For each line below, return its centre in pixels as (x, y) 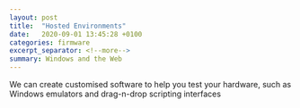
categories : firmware (50, 42)
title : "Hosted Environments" (68, 26)
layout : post (34, 17)
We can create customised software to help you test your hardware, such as (150, 84)
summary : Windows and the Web (66, 59)
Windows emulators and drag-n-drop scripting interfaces (115, 94)
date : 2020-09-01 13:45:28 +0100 (76, 34)
